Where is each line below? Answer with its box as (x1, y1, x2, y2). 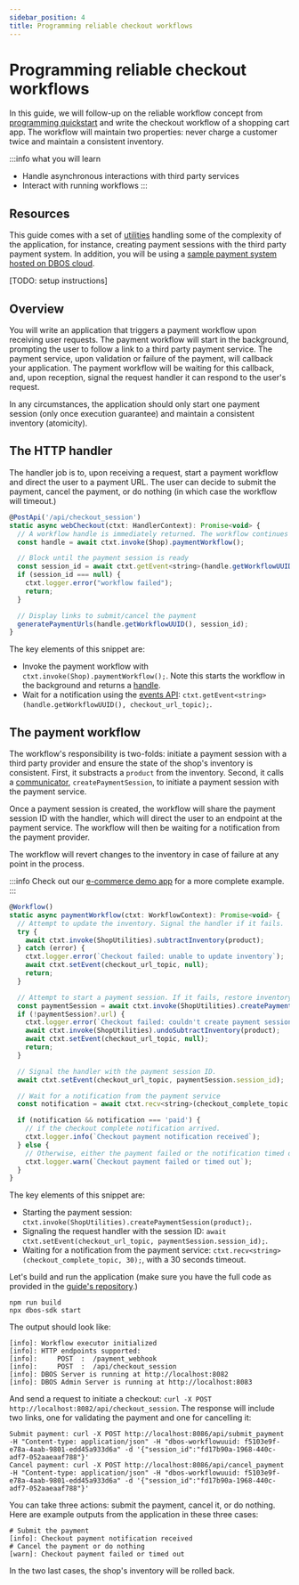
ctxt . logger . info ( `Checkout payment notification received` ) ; (25, 1133, 261, 1142)
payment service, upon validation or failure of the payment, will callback (9, 354, 273, 364)
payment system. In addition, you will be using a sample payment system (9, 248, 278, 259)
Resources (9, 206, 70, 221)
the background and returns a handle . (21, 680, 161, 691)
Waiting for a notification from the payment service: (21, 1245, 212, 1256)
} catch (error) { (17, 944, 86, 953)
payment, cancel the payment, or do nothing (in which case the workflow (9, 486, 278, 497)
